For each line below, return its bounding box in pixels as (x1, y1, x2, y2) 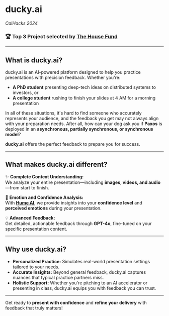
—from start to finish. (5, 184, 49, 190)
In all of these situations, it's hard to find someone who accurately (5, 110, 142, 116)
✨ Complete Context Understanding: (5, 173, 84, 179)
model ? (5, 132, 21, 138)
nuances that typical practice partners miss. (12, 274, 104, 280)
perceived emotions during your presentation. (5, 205, 102, 211)
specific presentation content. (5, 226, 67, 232)
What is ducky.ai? (5, 56, 63, 64)
